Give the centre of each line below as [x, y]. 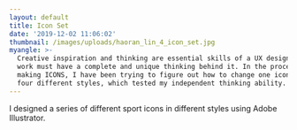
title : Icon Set [39, 26]
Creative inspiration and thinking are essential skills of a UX [140, 58]
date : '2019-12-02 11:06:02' [63, 34]
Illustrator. [27, 118]
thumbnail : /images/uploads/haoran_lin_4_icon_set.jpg [112, 42]
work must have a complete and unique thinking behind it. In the [142, 67]
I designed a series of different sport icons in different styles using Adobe [143, 108]
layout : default [39, 17]
